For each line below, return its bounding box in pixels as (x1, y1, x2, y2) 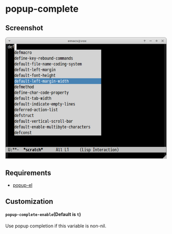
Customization (5, 197, 54, 206)
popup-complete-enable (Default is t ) (5, 211, 81, 218)
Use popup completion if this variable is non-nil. (5, 223, 106, 229)
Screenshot (5, 24, 44, 32)
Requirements (5, 168, 51, 177)
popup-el (12, 182, 33, 188)
